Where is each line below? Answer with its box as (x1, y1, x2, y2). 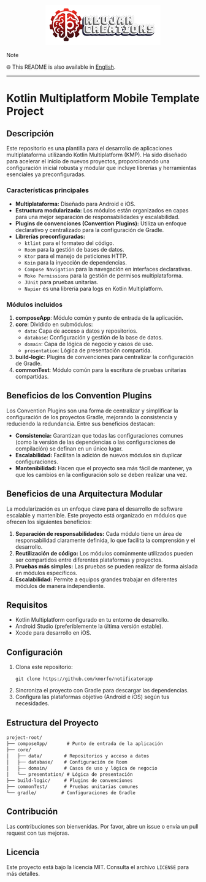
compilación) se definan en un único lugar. (15, 444, 123, 452)
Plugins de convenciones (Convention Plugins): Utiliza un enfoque (15, 220, 187, 227)
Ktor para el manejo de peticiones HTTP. (24, 252, 128, 260)
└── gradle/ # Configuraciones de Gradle (6, 790, 136, 796)
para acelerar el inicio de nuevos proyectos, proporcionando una (6, 158, 170, 165)
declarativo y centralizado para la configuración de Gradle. (15, 226, 164, 233)
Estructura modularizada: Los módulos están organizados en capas (15, 206, 189, 214)
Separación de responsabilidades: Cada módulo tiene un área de (15, 530, 182, 537)
